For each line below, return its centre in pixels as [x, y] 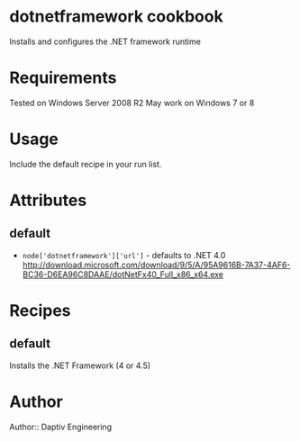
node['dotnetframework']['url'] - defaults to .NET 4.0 [124, 255]
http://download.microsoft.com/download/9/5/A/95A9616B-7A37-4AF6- [156, 265]
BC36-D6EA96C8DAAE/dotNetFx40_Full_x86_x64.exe [123, 274]
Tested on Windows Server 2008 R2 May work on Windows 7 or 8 [132, 103]
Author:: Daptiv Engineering [61, 427]
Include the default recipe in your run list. [86, 164]
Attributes [48, 201]
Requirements [63, 78]
